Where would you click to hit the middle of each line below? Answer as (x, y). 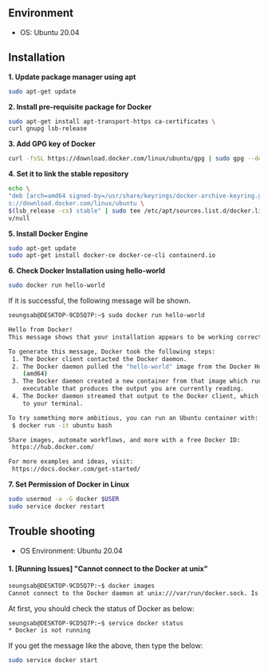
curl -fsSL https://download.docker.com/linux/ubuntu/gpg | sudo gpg (126, 159)
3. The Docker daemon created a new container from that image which (130, 381)
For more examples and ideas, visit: (71, 462)
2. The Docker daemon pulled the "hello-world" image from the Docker (131, 367)
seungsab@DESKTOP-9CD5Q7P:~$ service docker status (96, 623)
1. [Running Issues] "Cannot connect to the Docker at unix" (108, 569)
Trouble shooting (52, 532)
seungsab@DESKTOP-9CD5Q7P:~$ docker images (82, 586)
